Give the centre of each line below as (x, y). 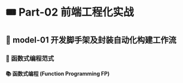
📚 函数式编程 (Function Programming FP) (58, 74)
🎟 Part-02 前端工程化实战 (70, 12)
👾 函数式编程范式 (30, 59)
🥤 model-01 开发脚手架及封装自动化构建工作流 (91, 40)
